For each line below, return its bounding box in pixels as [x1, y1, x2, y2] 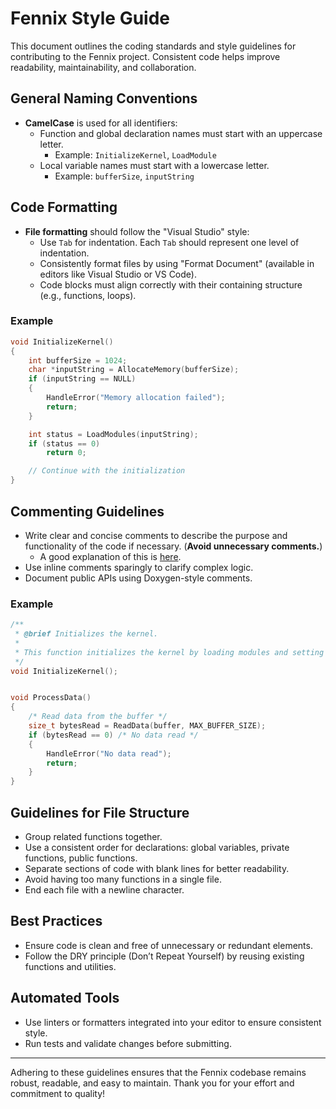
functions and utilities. [24, 960, 117, 972]
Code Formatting [10, 199, 118, 216]
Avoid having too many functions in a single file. [24, 873, 222, 886]
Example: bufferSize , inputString [54, 170, 195, 182]
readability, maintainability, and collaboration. [10, 61, 197, 73]
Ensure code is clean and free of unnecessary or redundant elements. [24, 939, 313, 951]
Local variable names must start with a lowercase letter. [39, 159, 270, 171]
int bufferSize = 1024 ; [28, 355, 128, 366]
